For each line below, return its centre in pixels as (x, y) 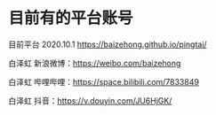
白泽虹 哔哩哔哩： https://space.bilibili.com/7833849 (104, 81)
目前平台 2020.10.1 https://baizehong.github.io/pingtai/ (108, 44)
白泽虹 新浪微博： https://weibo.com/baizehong (95, 63)
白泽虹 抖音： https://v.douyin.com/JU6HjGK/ (90, 100)
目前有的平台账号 (71, 18)
